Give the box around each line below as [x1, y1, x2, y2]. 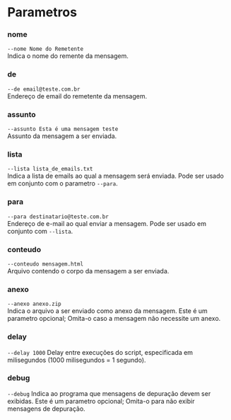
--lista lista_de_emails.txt [7, 166, 93, 173]
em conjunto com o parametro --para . [7, 179, 118, 188]
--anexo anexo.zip [7, 300, 61, 308]
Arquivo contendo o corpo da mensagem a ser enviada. [7, 266, 170, 275]
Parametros [7, 4, 78, 21]
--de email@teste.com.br [7, 86, 81, 93]
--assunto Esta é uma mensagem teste [7, 125, 119, 133]
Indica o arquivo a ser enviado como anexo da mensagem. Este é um [7, 307, 208, 315]
